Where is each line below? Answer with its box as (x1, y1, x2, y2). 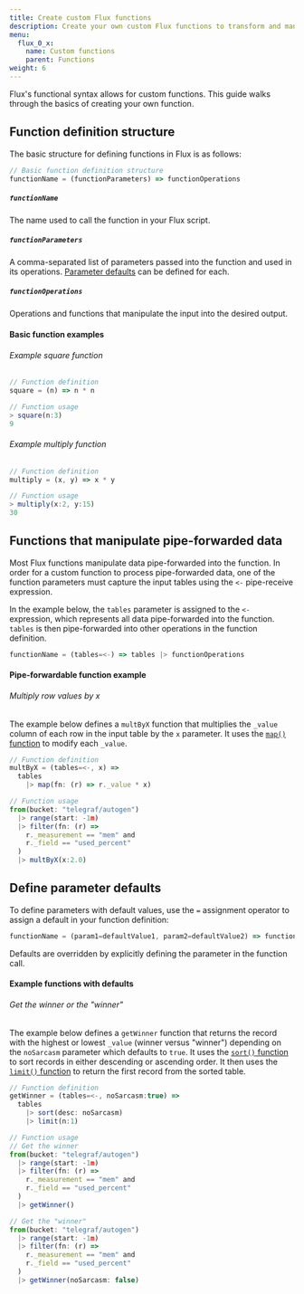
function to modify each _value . (9, 737, 128, 748)
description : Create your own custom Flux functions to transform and (9, 22, 281, 31)
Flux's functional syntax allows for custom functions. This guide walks (9, 88, 271, 100)
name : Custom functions (25, 47, 116, 56)
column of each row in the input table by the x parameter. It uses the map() (9, 728, 287, 738)
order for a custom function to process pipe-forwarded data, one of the (9, 566, 276, 577)
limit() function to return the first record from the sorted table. (9, 1065, 246, 1077)
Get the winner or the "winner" (9, 999, 124, 1010)
